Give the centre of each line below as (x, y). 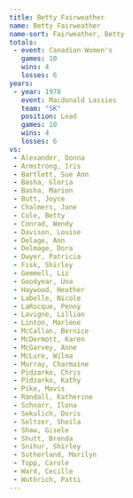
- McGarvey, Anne (45, 347)
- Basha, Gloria (43, 183)
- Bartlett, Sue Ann (51, 174)
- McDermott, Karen (49, 339)
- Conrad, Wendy (43, 224)
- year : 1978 (37, 91)
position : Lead (49, 116)
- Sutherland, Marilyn (55, 455)
